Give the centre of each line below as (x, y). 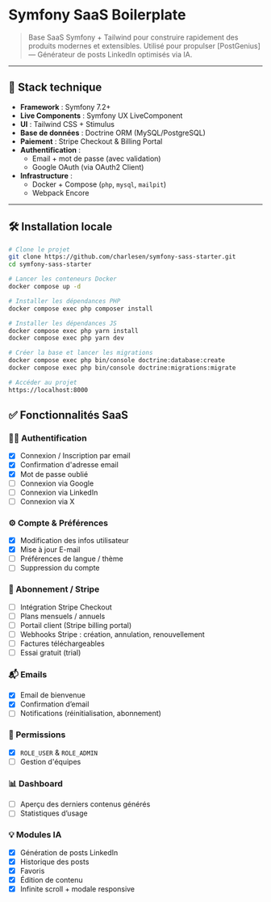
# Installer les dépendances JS (63, 323)
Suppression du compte (60, 568)
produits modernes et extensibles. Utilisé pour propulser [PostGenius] (144, 45)
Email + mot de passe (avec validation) (96, 158)
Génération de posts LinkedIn (69, 852)
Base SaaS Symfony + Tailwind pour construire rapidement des (133, 37)
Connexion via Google (57, 483)
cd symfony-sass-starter (50, 264)
